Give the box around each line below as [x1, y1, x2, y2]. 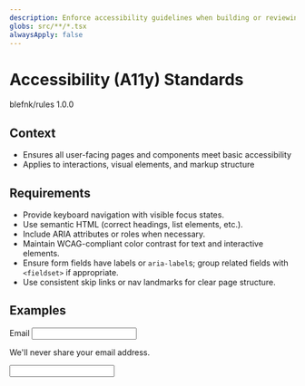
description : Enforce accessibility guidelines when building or [9, 13, 261, 23]
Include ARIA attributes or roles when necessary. [22, 228, 206, 239]
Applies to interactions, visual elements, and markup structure [22, 159, 255, 170]
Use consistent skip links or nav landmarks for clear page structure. [22, 276, 277, 287]
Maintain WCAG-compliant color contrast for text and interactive [22, 237, 264, 249]
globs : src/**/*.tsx [9, 22, 88, 31]
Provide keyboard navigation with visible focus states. [22, 209, 225, 220]
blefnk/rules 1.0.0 [9, 99, 74, 110]
